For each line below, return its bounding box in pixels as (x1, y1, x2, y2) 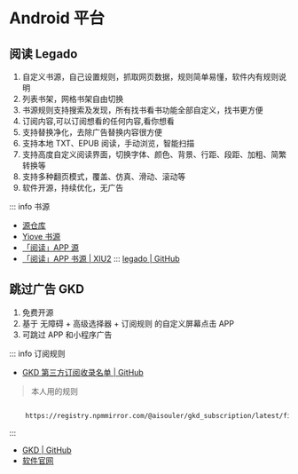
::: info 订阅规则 (9, 348, 66, 359)
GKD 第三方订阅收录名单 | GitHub (21, 367, 144, 377)
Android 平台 (9, 8, 105, 28)
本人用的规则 (30, 385, 78, 396)
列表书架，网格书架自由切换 (21, 94, 124, 104)
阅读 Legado (9, 46, 78, 61)
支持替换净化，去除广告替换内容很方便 (21, 127, 162, 138)
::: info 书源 (9, 201, 51, 211)
